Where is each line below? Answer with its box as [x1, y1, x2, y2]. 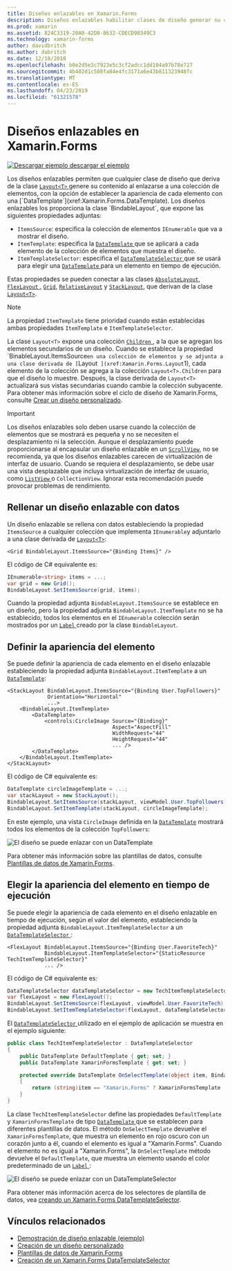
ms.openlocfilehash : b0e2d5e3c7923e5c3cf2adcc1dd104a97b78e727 [7, 62, 193, 68]
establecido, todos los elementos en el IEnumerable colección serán [7, 614, 200, 622]
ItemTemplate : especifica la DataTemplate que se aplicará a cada [17, 239, 199, 248]
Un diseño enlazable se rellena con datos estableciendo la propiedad [7, 520, 204, 528]
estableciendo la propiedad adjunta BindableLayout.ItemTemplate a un [7, 667, 207, 675]
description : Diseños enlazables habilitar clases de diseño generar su [7, 17, 221, 24]
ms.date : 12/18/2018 [7, 55, 67, 62]
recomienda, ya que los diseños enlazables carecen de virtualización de [7, 452, 213, 460]
